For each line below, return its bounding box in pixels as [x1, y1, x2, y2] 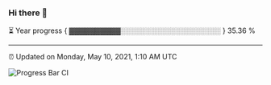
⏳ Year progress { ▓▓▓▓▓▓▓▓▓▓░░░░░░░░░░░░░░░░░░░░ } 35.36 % [8, 26, 256, 35]
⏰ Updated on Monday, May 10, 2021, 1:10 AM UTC [8, 52, 177, 62]
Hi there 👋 [8, 7, 48, 18]
